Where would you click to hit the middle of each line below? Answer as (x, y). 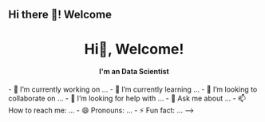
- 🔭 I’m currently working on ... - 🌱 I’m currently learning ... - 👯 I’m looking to (133, 89)
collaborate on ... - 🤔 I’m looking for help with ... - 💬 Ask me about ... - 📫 (127, 98)
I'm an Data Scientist (134, 72)
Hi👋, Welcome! (134, 49)
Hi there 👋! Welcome (60, 15)
